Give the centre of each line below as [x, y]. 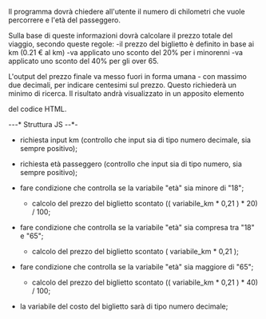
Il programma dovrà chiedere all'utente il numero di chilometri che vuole [127, 12]
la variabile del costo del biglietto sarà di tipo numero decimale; [124, 306]
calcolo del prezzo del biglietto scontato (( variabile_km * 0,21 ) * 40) [145, 282]
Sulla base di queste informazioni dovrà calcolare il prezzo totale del [121, 36]
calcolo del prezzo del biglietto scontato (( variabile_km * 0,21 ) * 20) [145, 203]
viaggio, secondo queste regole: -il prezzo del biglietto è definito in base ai [131, 44]
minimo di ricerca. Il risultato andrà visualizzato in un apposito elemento [126, 94]
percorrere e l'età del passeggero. [65, 20]
